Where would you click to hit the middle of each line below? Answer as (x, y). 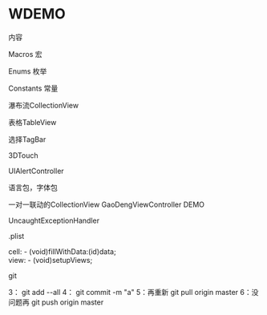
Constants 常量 (33, 88)
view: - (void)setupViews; (51, 260)
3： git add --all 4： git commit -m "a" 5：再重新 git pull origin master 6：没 (133, 292)
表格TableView (32, 122)
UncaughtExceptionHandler (54, 220)
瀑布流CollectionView (43, 105)
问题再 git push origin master (56, 302)
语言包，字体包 (33, 187)
